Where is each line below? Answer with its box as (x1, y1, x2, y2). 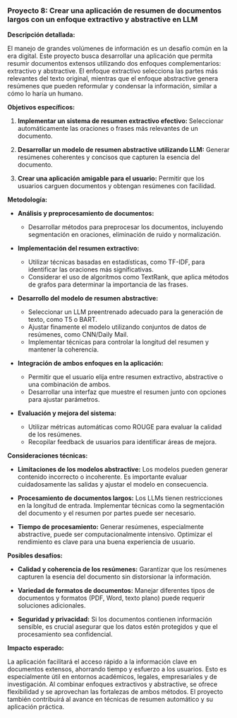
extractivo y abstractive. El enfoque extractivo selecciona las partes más (7, 66, 219, 76)
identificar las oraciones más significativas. (28, 265, 154, 274)
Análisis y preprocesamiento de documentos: (17, 209, 154, 218)
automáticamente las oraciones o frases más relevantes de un (17, 125, 199, 133)
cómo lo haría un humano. (7, 89, 83, 98)
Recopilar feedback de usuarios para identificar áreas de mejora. (28, 438, 217, 446)
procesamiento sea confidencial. (17, 630, 113, 639)
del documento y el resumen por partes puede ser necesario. (17, 509, 196, 518)
